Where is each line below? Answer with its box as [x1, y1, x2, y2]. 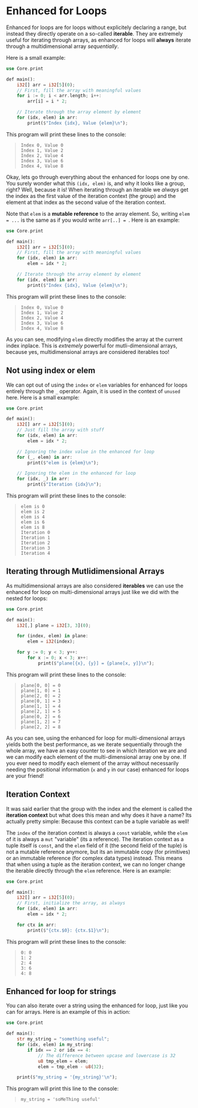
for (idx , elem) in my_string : [17, 1042, 94, 1048]
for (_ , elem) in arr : [17, 454, 73, 460]
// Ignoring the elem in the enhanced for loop [17, 470, 136, 477]
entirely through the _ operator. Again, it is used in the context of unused [6, 387, 180, 395]
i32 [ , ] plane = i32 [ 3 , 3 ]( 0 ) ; [17, 622, 92, 628]
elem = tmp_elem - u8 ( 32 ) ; [37, 1064, 105, 1069]
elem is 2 [20, 509, 46, 515]
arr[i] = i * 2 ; [27, 98, 67, 104]
